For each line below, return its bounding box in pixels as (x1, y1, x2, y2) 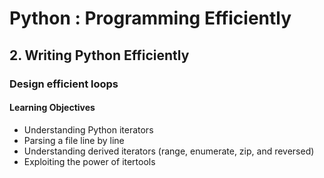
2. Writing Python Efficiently (9, 47, 190, 64)
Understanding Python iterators (23, 123, 154, 136)
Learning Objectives (9, 102, 96, 114)
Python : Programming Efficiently (9, 7, 292, 30)
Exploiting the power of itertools (23, 155, 156, 167)
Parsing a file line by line (23, 134, 125, 146)
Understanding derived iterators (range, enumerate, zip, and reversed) (23, 145, 315, 157)
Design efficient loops (9, 77, 119, 91)
